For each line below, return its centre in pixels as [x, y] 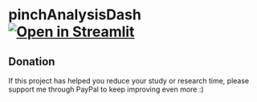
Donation [32, 61]
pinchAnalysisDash [75, 15]
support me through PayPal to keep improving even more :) [106, 89]
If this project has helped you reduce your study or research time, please [129, 81]
